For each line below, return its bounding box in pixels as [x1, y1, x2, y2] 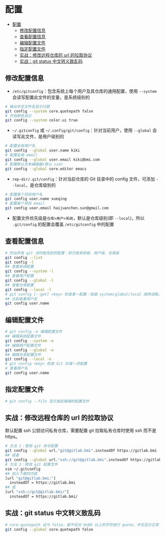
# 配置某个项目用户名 [5, 192, 43, 197]
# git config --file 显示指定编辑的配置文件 [5, 398, 89, 404]
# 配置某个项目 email [5, 201, 45, 206]
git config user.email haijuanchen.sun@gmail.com [5, 206, 109, 211]
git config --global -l [5, 278, 54, 283]
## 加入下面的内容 [5, 471, 38, 476]
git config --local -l [5, 287, 52, 292]
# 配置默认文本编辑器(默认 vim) [5, 162, 63, 167]
